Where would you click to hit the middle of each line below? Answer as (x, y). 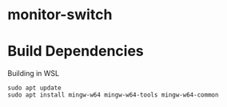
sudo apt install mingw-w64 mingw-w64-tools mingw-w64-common (113, 95)
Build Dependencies (76, 52)
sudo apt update (34, 88)
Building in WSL (34, 73)
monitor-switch (60, 15)
